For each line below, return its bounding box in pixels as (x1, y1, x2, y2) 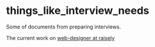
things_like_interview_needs (6, 4, 150, 17)
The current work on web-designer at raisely (6, 34, 115, 41)
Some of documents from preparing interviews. (6, 23, 121, 30)
